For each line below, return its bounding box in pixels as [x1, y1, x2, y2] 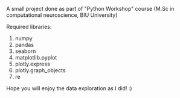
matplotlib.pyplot [14, 54, 57, 61]
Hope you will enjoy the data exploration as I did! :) [6, 85, 132, 92]
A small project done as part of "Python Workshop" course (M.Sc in [6, 5, 175, 12]
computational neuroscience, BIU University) [6, 11, 118, 19]
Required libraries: [6, 23, 52, 30]
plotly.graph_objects [14, 67, 66, 74]
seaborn [14, 47, 36, 55]
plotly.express [14, 60, 50, 67]
